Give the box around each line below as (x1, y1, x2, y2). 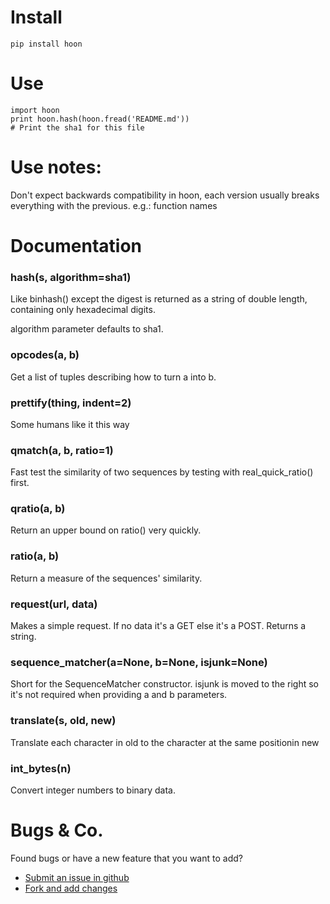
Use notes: (10, 156, 102, 179)
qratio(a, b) (10, 502, 66, 516)
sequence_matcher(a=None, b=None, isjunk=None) (10, 656, 268, 669)
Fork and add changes (24, 882, 118, 894)
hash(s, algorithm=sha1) (10, 270, 132, 284)
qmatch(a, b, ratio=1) (10, 443, 114, 457)
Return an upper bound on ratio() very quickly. (10, 524, 202, 536)
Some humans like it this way (10, 418, 130, 430)
